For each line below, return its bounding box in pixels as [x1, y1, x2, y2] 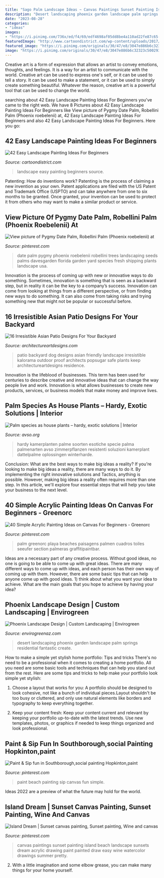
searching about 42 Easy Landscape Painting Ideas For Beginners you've [5, 97, 152, 103]
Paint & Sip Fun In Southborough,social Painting [5, 739, 153, 748]
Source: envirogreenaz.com [5, 630, 61, 636]
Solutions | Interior [5, 409, 63, 418]
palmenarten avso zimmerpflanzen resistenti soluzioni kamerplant [17, 446, 150, 452]
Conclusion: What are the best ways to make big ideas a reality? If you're [5, 461, 152, 467]
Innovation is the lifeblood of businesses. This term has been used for [5, 372, 145, 377]
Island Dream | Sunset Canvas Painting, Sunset [5, 803, 151, 811]
